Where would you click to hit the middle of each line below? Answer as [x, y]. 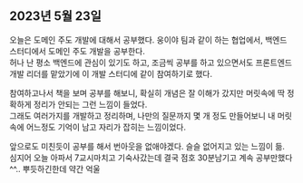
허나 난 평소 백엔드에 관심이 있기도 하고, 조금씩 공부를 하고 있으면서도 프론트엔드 [151, 63]
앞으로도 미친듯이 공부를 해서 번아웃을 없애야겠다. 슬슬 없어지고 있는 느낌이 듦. [147, 146]
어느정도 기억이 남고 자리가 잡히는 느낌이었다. [106, 127]
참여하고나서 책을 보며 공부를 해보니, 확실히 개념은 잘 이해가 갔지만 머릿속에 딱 [147, 92]
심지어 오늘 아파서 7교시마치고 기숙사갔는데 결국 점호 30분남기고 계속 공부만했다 [151, 158]
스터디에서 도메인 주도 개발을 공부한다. [77, 51]
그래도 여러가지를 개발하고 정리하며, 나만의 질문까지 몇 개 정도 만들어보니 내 [142, 115]
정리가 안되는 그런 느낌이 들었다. [90, 104]
